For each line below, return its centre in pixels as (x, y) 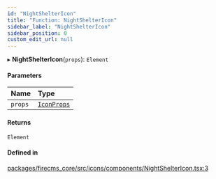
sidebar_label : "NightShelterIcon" (59, 26)
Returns (19, 122)
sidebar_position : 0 (37, 33)
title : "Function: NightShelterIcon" (62, 20)
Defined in (23, 153)
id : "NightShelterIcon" (42, 14)
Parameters (24, 75)
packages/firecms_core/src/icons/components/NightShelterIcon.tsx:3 (108, 168)
